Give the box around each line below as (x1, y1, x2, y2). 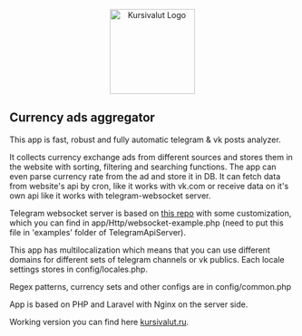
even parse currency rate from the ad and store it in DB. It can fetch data (9, 170, 281, 181)
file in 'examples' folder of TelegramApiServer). (9, 226, 186, 237)
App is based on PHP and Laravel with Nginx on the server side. (9, 299, 248, 310)
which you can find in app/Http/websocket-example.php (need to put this (9, 217, 284, 228)
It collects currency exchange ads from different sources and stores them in (9, 151, 293, 162)
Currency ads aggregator (9, 110, 156, 126)
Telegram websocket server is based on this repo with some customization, (9, 207, 292, 218)
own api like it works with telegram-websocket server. (9, 190, 211, 201)
